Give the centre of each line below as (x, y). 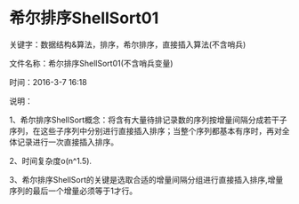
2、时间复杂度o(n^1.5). (50, 161)
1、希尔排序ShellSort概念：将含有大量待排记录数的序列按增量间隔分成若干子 (148, 120)
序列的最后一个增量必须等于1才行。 (73, 191)
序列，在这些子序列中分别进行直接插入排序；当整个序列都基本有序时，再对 (145, 130)
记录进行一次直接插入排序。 (67, 142)
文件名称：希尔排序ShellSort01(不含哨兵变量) (91, 63)
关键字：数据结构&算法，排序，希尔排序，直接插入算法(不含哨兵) (128, 44)
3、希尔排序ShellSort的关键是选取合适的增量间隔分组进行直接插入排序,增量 (146, 179)
